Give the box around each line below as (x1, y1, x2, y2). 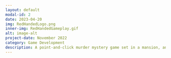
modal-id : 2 (5, 12, 31, 17)
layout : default (5, 7, 40, 13)
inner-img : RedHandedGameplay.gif (5, 26, 79, 31)
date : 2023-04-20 (5, 17, 42, 22)
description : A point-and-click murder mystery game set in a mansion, (5, 45, 160, 50)
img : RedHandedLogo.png (5, 21, 56, 27)
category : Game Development (5, 40, 65, 45)
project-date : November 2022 (5, 36, 67, 41)
